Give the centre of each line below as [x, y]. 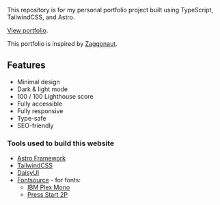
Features [26, 65]
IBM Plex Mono [49, 187]
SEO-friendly [35, 125]
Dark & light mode [42, 89]
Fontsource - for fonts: [49, 180]
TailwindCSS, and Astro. [41, 17]
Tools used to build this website [61, 143]
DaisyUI [28, 173]
